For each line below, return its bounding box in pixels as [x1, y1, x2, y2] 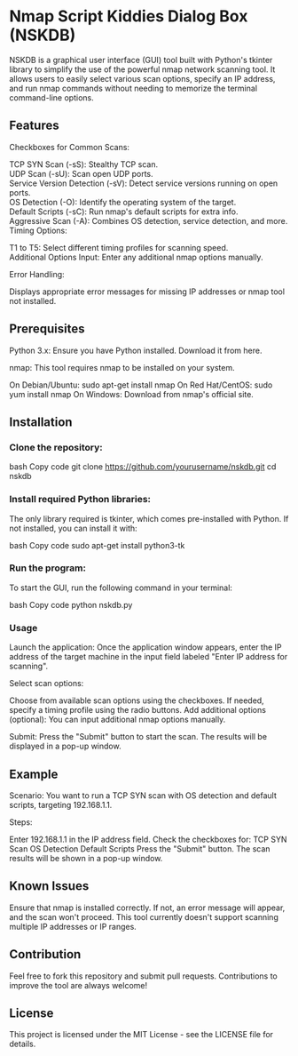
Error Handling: [9, 268, 65, 279]
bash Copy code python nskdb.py [9, 599, 133, 610]
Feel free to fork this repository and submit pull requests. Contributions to [9, 971, 278, 981]
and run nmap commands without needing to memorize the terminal [9, 83, 258, 93]
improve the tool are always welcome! [9, 980, 148, 990]
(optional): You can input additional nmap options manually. [9, 714, 226, 725]
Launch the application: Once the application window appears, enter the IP [9, 642, 282, 652]
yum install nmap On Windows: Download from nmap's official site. [9, 388, 255, 399]
